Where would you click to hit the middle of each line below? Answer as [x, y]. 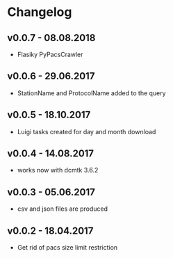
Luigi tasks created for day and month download [86, 131]
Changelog [40, 12]
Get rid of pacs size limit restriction [67, 248]
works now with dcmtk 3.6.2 [58, 170]
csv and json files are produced [63, 209]
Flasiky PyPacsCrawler [50, 54]
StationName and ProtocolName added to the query [91, 93]
